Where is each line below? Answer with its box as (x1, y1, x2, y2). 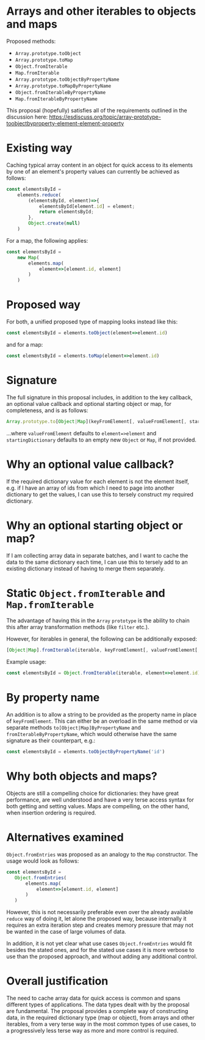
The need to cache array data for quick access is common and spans (6, 995, 181, 1002)
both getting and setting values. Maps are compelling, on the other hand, (6, 802, 190, 810)
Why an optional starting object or (6, 518, 183, 533)
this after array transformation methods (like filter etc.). (6, 624, 149, 631)
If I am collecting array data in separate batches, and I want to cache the (6, 551, 189, 559)
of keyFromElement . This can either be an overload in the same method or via (6, 717, 198, 725)
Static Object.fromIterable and (6, 586, 166, 600)
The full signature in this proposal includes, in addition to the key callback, (6, 393, 193, 401)
